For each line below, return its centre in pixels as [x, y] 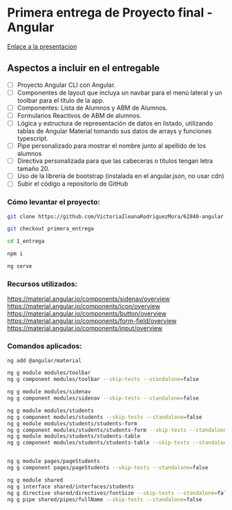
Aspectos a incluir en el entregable [84, 68]
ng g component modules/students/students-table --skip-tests [98, 443]
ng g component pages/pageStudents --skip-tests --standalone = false [108, 468]
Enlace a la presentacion [42, 46]
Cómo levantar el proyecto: [54, 202]
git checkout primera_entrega [51, 229]
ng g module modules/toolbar [49, 373]
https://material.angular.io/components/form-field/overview [92, 321]
